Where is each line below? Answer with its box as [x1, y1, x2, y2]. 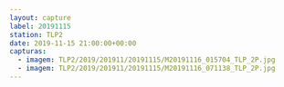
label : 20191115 [9, 22, 71, 31]
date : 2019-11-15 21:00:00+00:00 [9, 38, 137, 48]
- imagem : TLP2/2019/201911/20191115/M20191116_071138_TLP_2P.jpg [17, 64, 276, 73]
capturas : [9, 47, 47, 56]
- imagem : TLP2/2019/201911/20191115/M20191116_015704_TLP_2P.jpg [17, 55, 276, 64]
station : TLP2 [9, 30, 64, 39]
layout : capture [9, 13, 71, 23]
